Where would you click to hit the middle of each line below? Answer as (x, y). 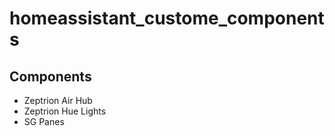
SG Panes (44, 121)
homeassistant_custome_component (167, 18)
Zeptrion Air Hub (58, 100)
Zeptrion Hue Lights (65, 111)
